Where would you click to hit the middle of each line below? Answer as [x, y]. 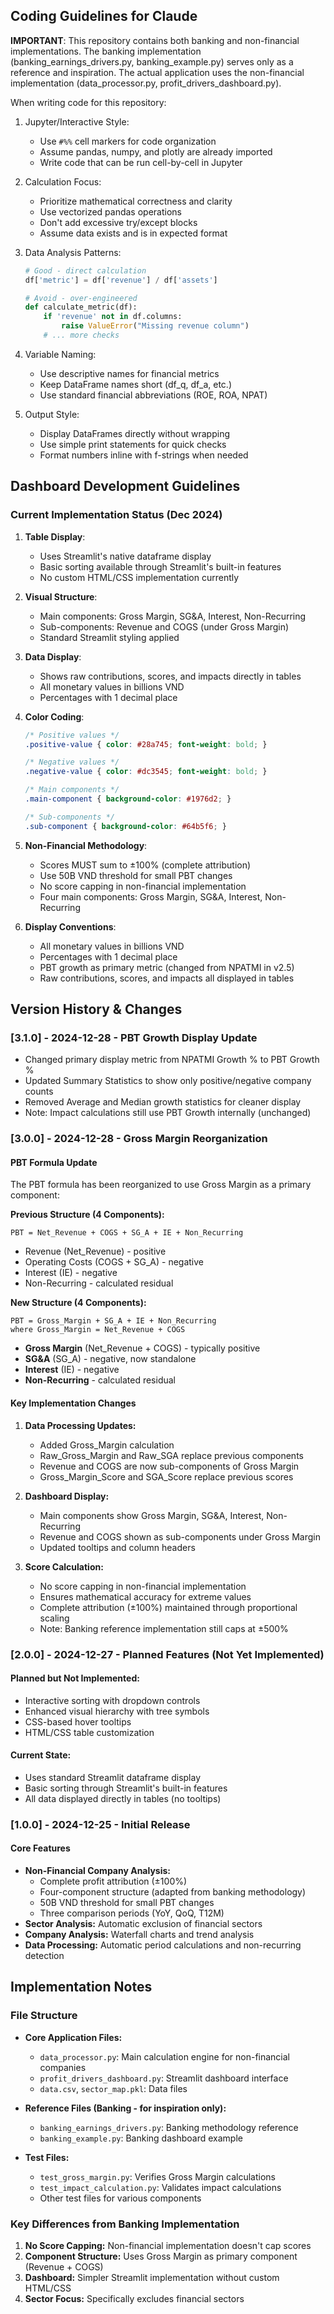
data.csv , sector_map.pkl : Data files [113, 2088]
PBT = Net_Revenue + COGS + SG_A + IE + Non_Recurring [127, 1233]
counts [39, 1091]
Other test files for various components [120, 2198]
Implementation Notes [81, 1987]
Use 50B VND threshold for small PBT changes [136, 875]
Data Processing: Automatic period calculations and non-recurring [163, 1945]
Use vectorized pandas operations [110, 211]
